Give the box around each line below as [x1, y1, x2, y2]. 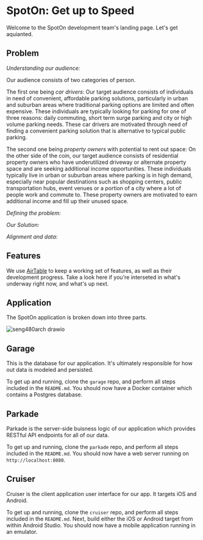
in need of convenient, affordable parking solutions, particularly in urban [6, 94, 188, 102]
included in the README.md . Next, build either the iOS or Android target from [6, 515, 193, 522]
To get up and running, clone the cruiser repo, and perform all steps [6, 508, 179, 516]
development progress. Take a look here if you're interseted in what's [6, 273, 181, 281]
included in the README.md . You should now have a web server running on [6, 450, 189, 457]
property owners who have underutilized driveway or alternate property [6, 158, 187, 166]
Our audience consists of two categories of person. [6, 76, 136, 83]
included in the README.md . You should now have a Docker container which [6, 385, 192, 392]
